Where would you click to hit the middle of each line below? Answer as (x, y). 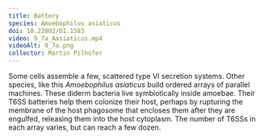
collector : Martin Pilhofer (56, 53)
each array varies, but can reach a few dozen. (85, 127)
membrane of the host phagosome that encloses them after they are (122, 110)
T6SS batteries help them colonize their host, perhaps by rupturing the (126, 102)
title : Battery (34, 16)
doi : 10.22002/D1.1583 (46, 31)
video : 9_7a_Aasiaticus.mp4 (56, 38)
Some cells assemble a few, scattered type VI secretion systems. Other (127, 76)
